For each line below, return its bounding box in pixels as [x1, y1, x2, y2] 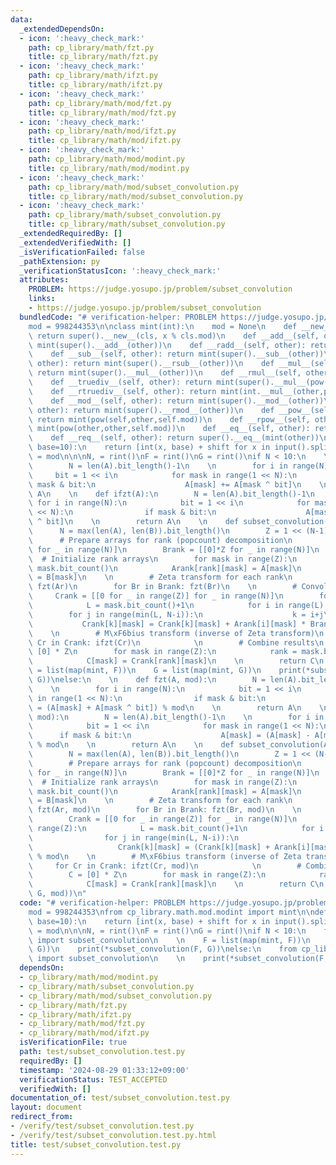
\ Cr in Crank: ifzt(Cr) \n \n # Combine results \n [28, 637, 325, 648]
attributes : [19, 275, 70, 285]
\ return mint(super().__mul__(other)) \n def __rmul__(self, [28, 368, 302, 378]
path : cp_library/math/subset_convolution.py [28, 210, 222, 220]
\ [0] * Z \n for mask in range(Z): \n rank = [28, 647, 298, 657]
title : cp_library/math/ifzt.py [28, 80, 163, 90]
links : [28, 294, 56, 304]
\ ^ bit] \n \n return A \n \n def [28, 517, 240, 527]
